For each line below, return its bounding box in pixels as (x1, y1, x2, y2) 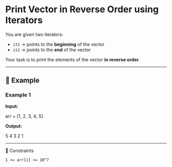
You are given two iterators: (5, 31, 63, 37)
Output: (5, 123, 22, 129)
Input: (5, 103, 18, 109)
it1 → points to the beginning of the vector (12, 41, 105, 47)
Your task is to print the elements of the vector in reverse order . (5, 56, 140, 62)
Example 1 (5, 91, 31, 99)
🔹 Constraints (5, 147, 34, 154)
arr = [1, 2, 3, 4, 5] (5, 113, 44, 119)
